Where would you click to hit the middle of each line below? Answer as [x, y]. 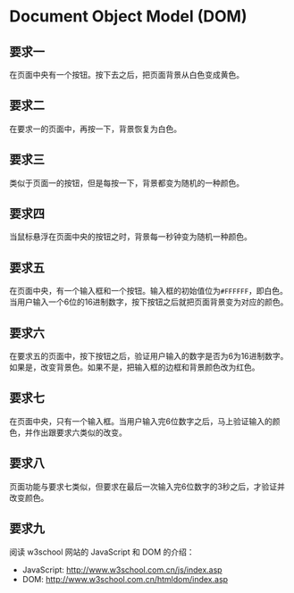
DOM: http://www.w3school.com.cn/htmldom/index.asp [125, 579]
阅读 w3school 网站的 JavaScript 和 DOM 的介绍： [102, 552]
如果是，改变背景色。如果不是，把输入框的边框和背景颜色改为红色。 [134, 367]
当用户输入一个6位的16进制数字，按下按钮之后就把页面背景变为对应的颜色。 [149, 302]
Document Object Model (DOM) [128, 17]
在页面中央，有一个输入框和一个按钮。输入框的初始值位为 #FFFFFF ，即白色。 [149, 291]
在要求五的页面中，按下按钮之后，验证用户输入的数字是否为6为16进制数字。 [149, 356]
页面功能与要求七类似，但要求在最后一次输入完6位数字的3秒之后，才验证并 [147, 486]
